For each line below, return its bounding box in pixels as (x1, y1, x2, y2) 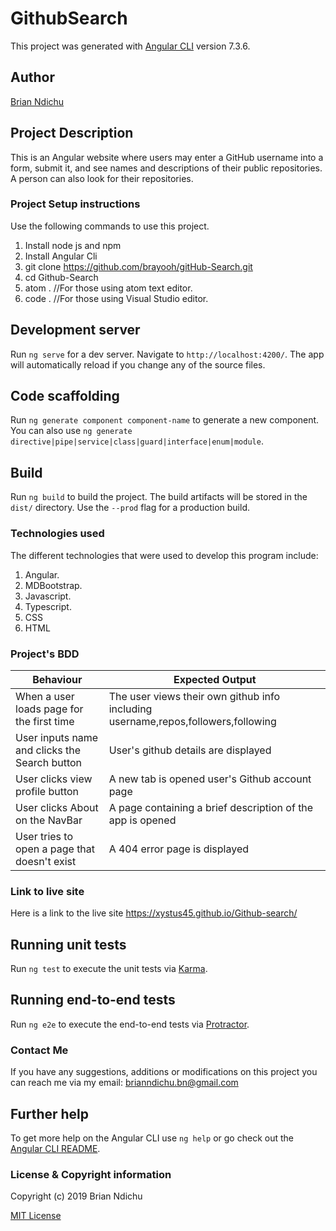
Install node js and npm (24, 239, 122, 251)
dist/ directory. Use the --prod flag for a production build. (10, 502, 250, 514)
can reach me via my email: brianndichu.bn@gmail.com (10, 1077, 239, 1089)
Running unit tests (10, 936, 127, 953)
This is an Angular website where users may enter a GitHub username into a (10, 151, 324, 163)
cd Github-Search (24, 271, 99, 283)
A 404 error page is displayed (108, 842, 250, 856)
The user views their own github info (108, 689, 281, 703)
